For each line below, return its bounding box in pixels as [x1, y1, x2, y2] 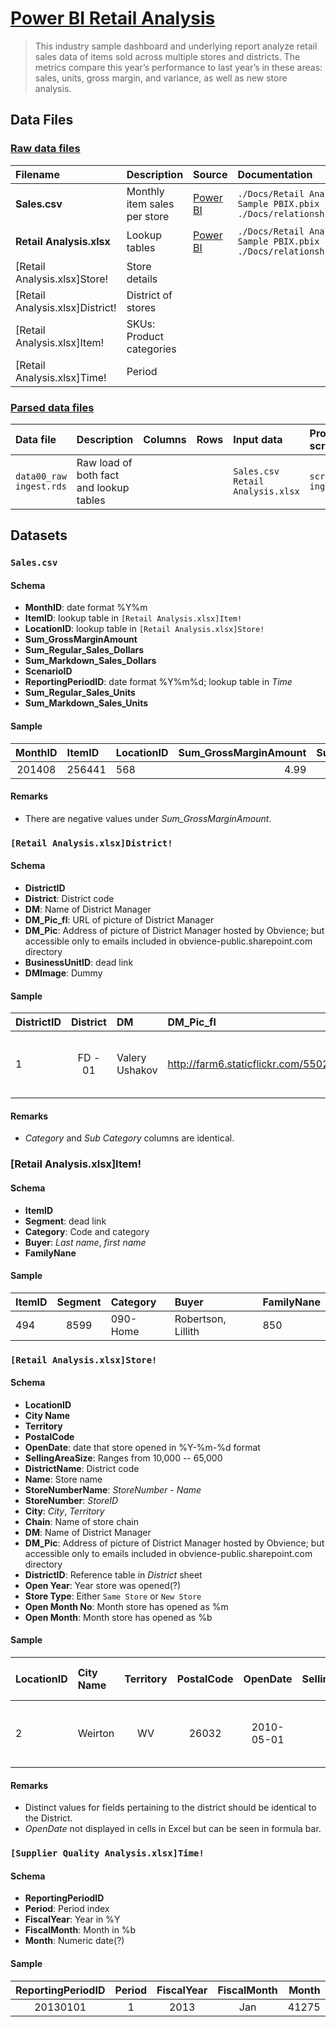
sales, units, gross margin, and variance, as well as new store [34, 72, 288, 84]
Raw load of [76, 455, 133, 469]
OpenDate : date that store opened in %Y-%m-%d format [24, 1441, 261, 1453]
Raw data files [10, 142, 81, 156]
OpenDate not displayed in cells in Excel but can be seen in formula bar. [24, 1823, 322, 1835]
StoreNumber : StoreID [24, 1494, 119, 1506]
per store [126, 209, 170, 223]
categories [126, 342, 177, 356]
